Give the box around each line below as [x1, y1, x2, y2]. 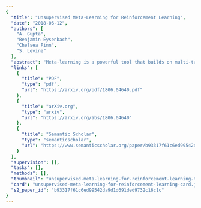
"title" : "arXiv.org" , [21, 103, 79, 110]
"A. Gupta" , [16, 31, 46, 37]
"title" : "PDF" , [21, 76, 62, 82]
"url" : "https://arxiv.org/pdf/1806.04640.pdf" [21, 87, 143, 93]
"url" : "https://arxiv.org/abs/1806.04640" [21, 114, 133, 120]
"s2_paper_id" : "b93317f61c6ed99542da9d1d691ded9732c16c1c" [11, 187, 164, 193]
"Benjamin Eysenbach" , [16, 37, 73, 43]
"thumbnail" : [11, 176, 44, 182]
